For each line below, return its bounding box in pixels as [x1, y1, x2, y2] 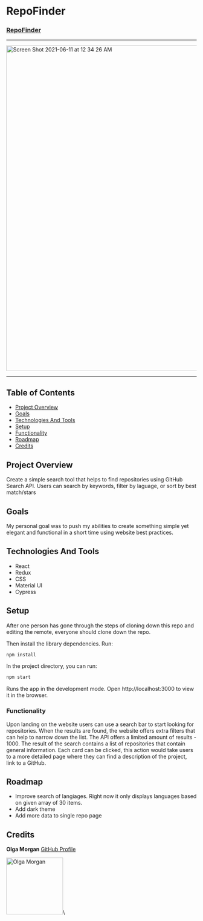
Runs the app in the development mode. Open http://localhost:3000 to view [6, 685, 195, 693]
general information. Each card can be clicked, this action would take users [6, 746, 193, 753]
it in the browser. [6, 692, 48, 699]
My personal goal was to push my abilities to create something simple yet [6, 522, 189, 529]
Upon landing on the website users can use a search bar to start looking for [6, 721, 195, 728]
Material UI [14, 581, 43, 589]
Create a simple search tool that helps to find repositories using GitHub [6, 476, 183, 483]
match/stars [6, 489, 36, 496]
